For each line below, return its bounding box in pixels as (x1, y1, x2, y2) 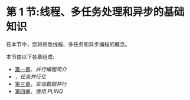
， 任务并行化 (14, 73, 46, 80)
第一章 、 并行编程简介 (14, 65, 67, 72)
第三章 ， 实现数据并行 (14, 80, 67, 87)
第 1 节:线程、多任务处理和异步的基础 (6, 5, 185, 19)
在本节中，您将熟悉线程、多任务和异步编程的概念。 (6, 41, 130, 48)
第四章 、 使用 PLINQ (14, 88, 63, 95)
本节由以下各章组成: (6, 53, 55, 60)
